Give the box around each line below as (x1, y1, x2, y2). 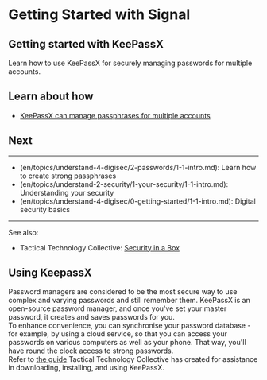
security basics (19, 204, 70, 214)
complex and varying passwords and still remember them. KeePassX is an (8, 296, 250, 305)
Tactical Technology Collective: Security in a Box (19, 242, 180, 252)
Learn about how (8, 90, 94, 103)
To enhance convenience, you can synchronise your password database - (8, 320, 251, 331)
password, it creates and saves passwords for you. (8, 312, 175, 322)
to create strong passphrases (19, 171, 117, 180)
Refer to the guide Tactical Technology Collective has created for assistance (8, 355, 258, 364)
